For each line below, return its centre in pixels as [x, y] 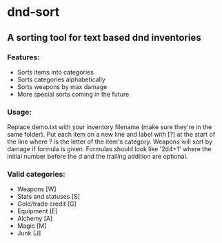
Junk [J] [29, 233]
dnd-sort [33, 12]
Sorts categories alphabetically [61, 79]
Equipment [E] [37, 211]
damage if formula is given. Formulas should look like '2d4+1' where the [109, 149]
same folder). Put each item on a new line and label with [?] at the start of [111, 135]
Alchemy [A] [35, 219]
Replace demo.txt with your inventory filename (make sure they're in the [110, 127]
